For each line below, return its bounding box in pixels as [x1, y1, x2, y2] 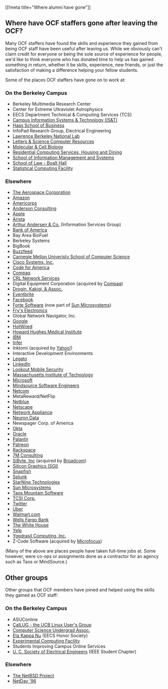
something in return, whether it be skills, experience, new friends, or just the [5, 62, 163, 68]
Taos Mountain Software [12, 490, 64, 496]
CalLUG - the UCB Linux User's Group [12, 621, 92, 628]
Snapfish [12, 468, 31, 474]
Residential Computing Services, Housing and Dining [12, 149, 122, 156]
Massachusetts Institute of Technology [12, 372, 93, 378]
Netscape [12, 404, 33, 410]
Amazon [12, 194, 30, 201]
